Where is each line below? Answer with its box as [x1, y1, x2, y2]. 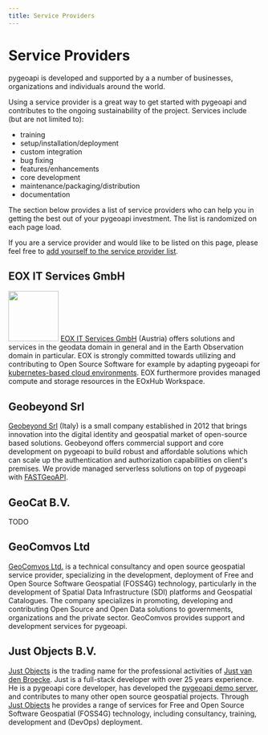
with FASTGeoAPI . [8, 472, 68, 482]
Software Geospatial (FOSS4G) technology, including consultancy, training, [8, 708, 257, 718]
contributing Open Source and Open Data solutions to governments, [8, 604, 233, 614]
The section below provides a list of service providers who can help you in [8, 205, 254, 214]
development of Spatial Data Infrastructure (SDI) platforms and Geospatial [8, 587, 253, 597]
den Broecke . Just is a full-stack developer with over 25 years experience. [8, 674, 254, 684]
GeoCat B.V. [8, 496, 71, 509]
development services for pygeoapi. [8, 621, 128, 631]
